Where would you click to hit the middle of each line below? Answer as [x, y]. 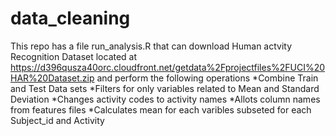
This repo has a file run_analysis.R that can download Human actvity [151, 46]
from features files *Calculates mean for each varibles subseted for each [161, 109]
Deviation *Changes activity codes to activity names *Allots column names [165, 99]
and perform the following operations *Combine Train [207, 78]
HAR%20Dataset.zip [52, 78]
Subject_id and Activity [57, 120]
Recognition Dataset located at [74, 56]
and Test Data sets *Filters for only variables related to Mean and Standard [165, 88]
